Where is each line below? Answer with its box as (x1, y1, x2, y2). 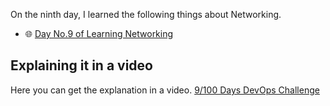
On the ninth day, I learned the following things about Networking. (10, 9, 282, 20)
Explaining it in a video (10, 57, 153, 74)
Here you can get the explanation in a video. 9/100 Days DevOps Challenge (10, 84, 320, 96)
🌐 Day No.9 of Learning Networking (24, 28, 174, 39)
